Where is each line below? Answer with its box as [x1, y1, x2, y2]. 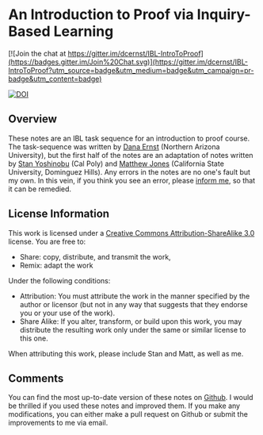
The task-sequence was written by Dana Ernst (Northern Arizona [8, 141, 220, 152]
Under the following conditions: [8, 275, 111, 285]
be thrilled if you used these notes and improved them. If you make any [8, 401, 240, 410]
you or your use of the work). [19, 308, 116, 318]
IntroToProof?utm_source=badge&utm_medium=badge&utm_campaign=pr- [8, 65, 254, 75]
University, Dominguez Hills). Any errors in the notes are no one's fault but [8, 167, 251, 176]
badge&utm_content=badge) [8, 74, 102, 83]
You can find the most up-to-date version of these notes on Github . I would [8, 393, 253, 402]
